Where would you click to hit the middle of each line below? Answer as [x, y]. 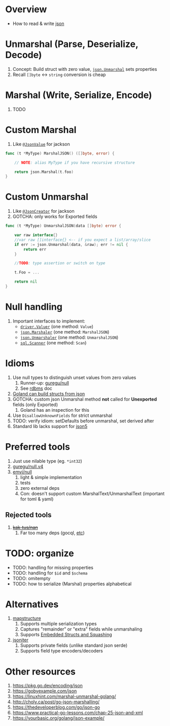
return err [35, 249]
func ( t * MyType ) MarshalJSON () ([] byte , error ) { [60, 153]
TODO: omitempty [31, 578]
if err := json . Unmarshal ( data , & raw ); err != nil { [71, 244]
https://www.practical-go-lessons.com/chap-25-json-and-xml [78, 713]
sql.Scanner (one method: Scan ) [53, 342]
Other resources [41, 671]
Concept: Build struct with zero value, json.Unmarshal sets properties [85, 69]
